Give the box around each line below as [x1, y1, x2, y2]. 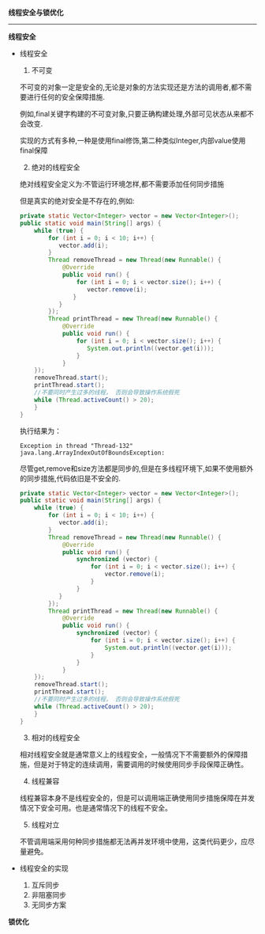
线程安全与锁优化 [8, 8, 64, 17]
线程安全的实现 [19, 863, 69, 873]
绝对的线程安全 [31, 162, 80, 172]
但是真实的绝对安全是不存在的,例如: [19, 196, 135, 205]
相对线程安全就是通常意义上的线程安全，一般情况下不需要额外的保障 [19, 750, 241, 759]
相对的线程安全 [31, 732, 80, 742]
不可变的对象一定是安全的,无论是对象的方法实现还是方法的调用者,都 [19, 82, 238, 92]
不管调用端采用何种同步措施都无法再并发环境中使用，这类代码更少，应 [19, 837, 248, 846]
